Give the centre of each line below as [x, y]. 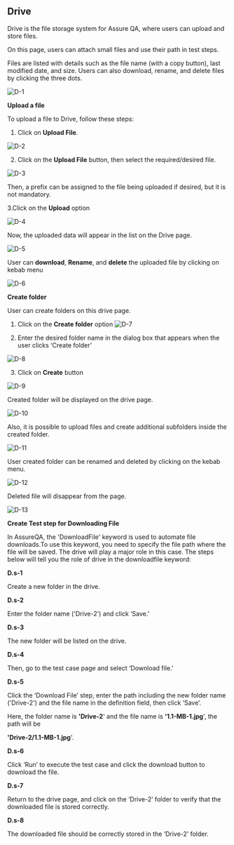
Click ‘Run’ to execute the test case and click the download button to [106, 764]
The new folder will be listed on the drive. [67, 641]
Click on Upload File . [48, 132]
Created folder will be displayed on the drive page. [80, 399]
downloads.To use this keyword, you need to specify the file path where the [117, 544]
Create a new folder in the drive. [54, 586]
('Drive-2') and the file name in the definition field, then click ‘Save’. [104, 703]
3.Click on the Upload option [49, 208]
